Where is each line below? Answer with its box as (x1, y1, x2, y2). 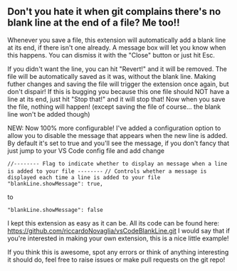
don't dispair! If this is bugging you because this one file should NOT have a (7, 87, 230, 95)
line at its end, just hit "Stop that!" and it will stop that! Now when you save (7, 95, 226, 103)
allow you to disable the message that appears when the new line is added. (7, 131, 228, 139)
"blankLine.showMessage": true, (7, 180, 103, 187)
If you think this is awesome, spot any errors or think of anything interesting (7, 248, 229, 256)
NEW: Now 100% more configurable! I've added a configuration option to (7, 124, 221, 132)
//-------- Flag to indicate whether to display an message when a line (7, 160, 228, 167)
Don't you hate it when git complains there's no (7, 6, 221, 18)
